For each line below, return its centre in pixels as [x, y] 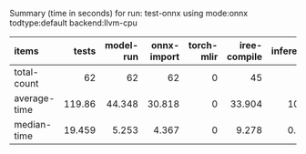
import [165, 56]
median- [33, 124]
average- [35, 98]
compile [244, 56]
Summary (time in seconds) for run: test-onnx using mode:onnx [129, 13]
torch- [203, 45]
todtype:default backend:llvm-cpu [74, 23]
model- [122, 45]
